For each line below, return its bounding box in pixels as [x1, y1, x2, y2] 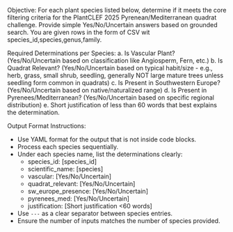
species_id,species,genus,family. [7, 36, 102, 44]
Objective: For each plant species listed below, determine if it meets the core [7, 6, 227, 14]
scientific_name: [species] [27, 165, 104, 173]
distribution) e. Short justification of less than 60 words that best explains [7, 101, 218, 109]
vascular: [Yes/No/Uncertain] [27, 172, 112, 180]
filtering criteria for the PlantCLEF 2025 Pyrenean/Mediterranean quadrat [7, 13, 217, 22]
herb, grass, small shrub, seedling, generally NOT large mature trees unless [7, 71, 224, 79]
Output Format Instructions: [7, 122, 86, 130]
